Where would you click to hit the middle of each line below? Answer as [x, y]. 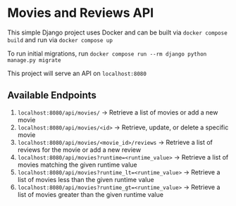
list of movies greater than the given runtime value [91, 194]
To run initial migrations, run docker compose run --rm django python [107, 53]
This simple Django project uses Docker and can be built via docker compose [117, 32]
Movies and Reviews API [81, 13]
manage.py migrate [34, 60]
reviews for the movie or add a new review [79, 150]
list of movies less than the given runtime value [86, 179]
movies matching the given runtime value [77, 165]
